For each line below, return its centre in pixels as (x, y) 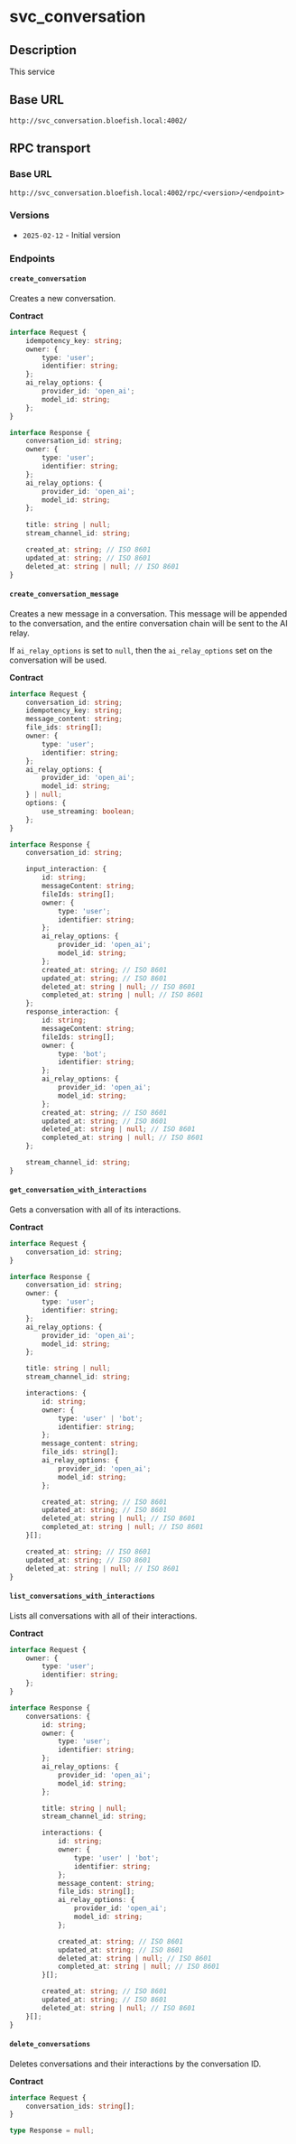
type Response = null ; (52, 2131)
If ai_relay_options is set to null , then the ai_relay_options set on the (141, 650)
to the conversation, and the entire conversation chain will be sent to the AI (149, 623)
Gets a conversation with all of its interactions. (95, 1209)
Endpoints (32, 258)
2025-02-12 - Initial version (71, 235)
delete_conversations (50, 2045)
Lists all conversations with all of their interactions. (103, 1615)
